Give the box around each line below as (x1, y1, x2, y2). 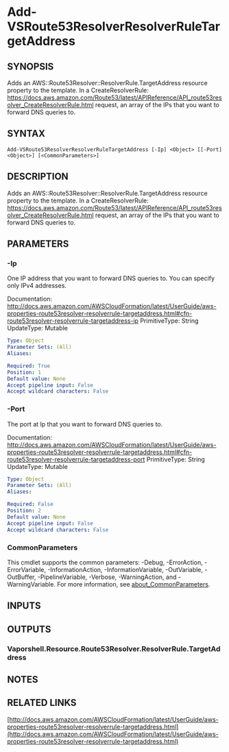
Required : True (7, 362, 51, 369)
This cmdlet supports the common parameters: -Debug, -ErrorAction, (7, 558, 204, 567)
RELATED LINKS (7, 697, 77, 709)
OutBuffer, (7, 573, 36, 581)
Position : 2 (7, 508, 41, 514)
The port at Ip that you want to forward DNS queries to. (7, 420, 163, 428)
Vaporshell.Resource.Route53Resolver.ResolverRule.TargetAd (7, 643, 221, 653)
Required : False (7, 501, 53, 508)
